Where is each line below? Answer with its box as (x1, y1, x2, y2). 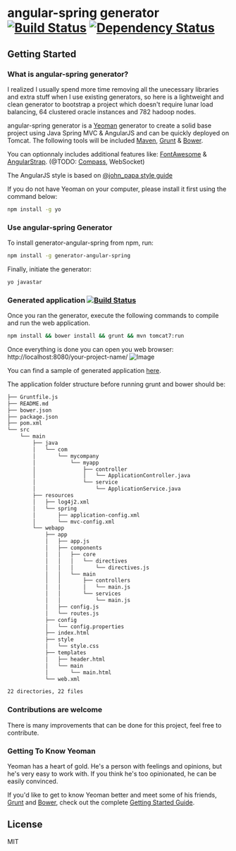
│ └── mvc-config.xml (32, 518, 115, 525)
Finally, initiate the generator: (7, 264, 92, 273)
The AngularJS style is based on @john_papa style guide (7, 171, 173, 179)
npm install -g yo (7, 206, 61, 213)
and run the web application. (7, 319, 90, 327)
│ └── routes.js (44, 610, 99, 617)
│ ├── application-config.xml (32, 511, 140, 519)
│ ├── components (44, 544, 102, 551)
